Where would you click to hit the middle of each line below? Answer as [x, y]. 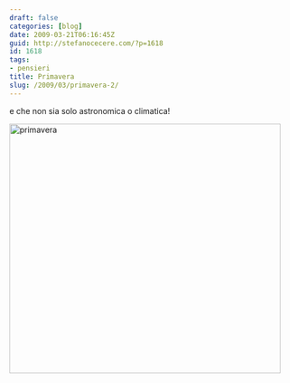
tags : [19, 60]
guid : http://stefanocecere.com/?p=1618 [87, 43]
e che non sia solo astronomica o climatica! [90, 110]
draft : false [34, 18]
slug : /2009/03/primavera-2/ [64, 85]
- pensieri [30, 69]
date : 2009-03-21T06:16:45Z [62, 34]
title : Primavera [42, 77]
